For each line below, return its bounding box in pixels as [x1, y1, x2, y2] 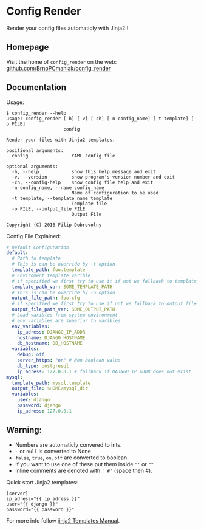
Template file [71, 201, 107, 207]
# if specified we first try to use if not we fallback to [12, 301, 165, 307]
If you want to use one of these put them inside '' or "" [15, 460, 154, 467]
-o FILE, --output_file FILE [12, 205, 86, 212]
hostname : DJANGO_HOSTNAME [17, 334, 86, 341]
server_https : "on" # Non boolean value [17, 357, 121, 363]
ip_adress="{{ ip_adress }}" [6, 495, 80, 502]
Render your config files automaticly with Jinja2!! [6, 24, 129, 32]
